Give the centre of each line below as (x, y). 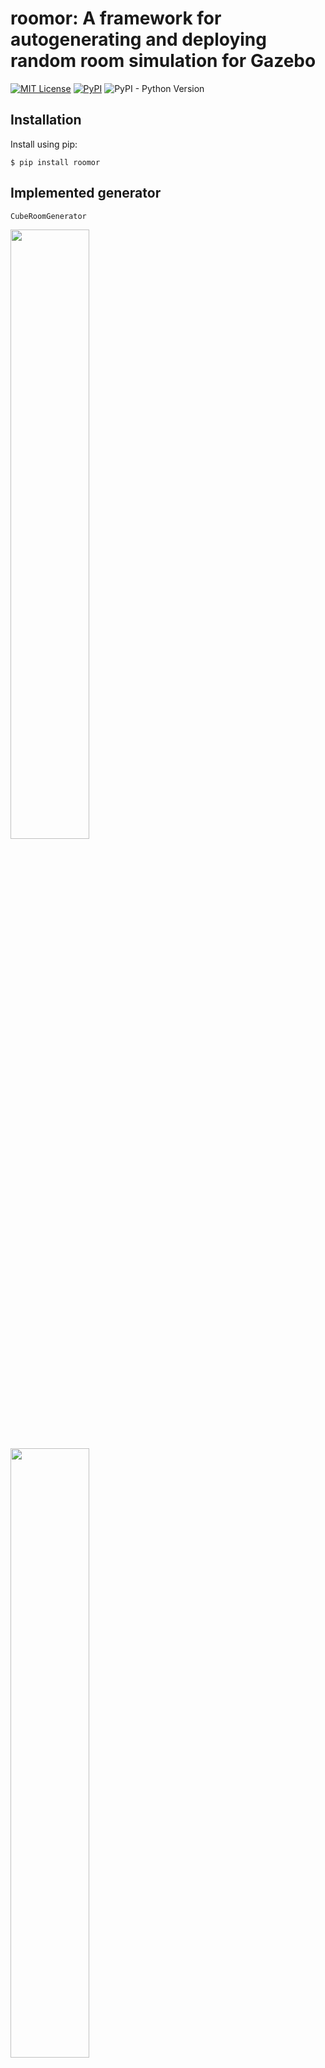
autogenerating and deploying (138, 39)
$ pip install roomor (55, 162)
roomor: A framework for (116, 18)
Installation (46, 120)
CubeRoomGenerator (48, 216)
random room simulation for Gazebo (163, 61)
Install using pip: (44, 144)
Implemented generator (86, 193)
